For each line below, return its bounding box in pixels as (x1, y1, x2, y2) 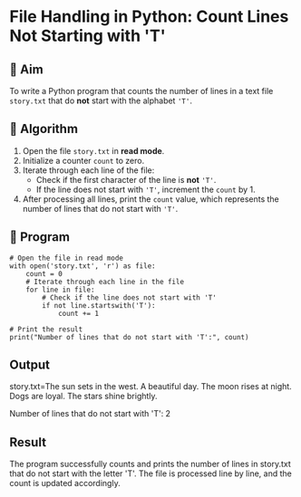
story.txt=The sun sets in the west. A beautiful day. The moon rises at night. (9, 381, 292, 392)
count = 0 (25, 269, 63, 278)
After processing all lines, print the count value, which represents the (22, 193, 279, 205)
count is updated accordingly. (9, 478, 121, 489)
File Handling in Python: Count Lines (9, 6, 289, 27)
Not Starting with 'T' (9, 25, 166, 46)
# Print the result (9, 324, 83, 334)
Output (9, 358, 50, 373)
